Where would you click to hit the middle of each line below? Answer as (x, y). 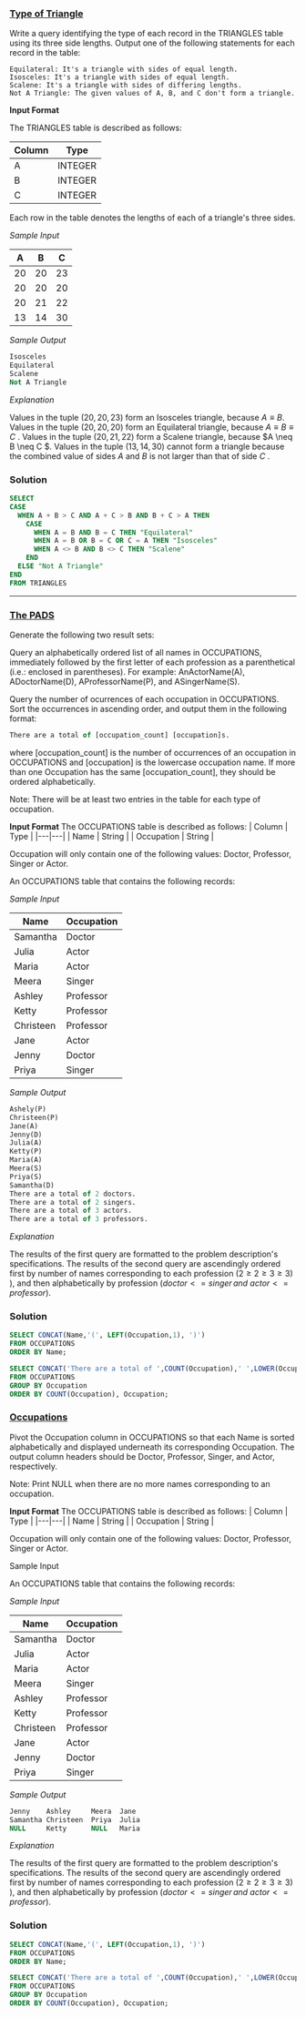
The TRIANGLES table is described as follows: (96, 128)
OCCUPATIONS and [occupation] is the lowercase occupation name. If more (153, 762)
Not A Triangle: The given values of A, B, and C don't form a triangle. (153, 94)
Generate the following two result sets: (82, 635)
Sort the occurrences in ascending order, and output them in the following (148, 709)
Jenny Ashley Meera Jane (73, 1811)
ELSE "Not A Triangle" (61, 566)
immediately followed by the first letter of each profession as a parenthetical (153, 662)
